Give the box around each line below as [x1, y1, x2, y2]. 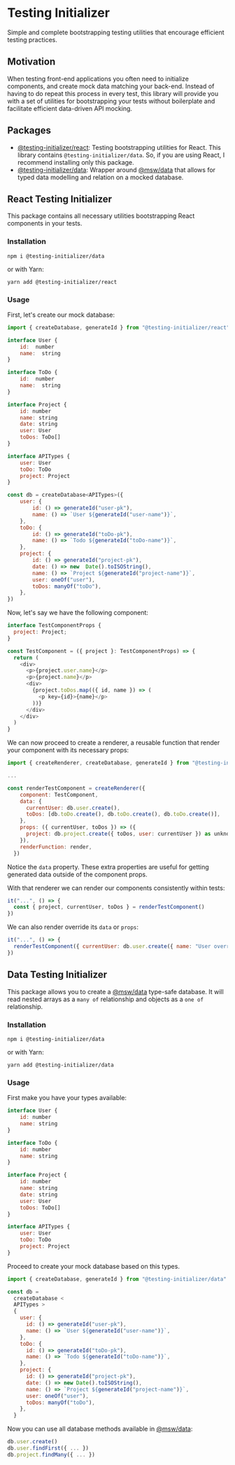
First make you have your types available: [7, 1094, 127, 1102]
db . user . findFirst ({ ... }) [7, 1445, 90, 1452]
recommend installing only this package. [17, 158, 134, 166]
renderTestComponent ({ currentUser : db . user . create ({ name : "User [13, 943, 211, 950]
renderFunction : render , [20, 843, 92, 851]
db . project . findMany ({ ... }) [7, 1451, 96, 1458]
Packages [7, 125, 51, 137]
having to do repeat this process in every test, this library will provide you [7, 89, 219, 97]
